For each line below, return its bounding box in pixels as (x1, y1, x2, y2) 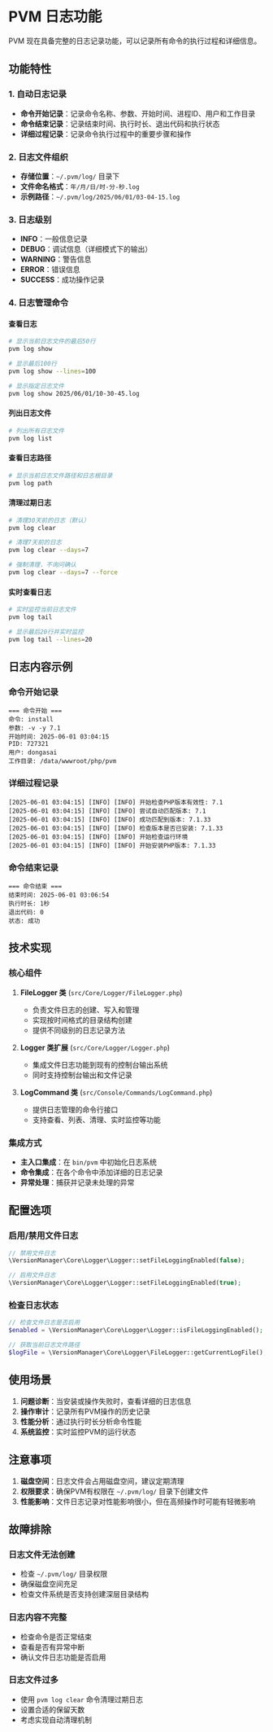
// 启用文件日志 (8, 1271, 56, 1279)
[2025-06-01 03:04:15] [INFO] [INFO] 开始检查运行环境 (8, 832, 188, 841)
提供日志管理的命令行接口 (32, 1104, 119, 1114)
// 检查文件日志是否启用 (8, 1318, 80, 1327)
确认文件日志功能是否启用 (19, 1652, 106, 1662)
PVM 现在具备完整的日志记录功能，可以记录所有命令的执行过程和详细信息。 (8, 36, 262, 46)
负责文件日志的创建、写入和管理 (32, 1005, 140, 1015)
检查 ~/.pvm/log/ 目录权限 (19, 1569, 108, 1579)
